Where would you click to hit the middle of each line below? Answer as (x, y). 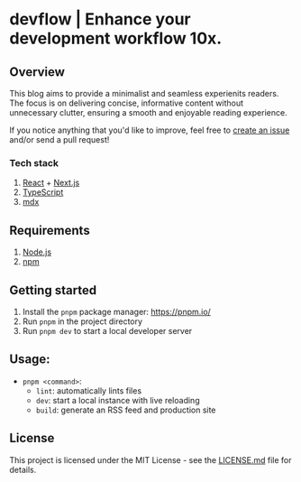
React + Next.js (51, 183)
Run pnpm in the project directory (82, 321)
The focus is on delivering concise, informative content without (127, 103)
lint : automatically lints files (89, 390)
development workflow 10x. (116, 38)
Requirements (50, 230)
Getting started (53, 290)
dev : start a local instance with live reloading (118, 400)
